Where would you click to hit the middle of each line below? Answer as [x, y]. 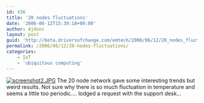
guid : [13, 40]
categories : [21, 52]
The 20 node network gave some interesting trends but [126, 80]
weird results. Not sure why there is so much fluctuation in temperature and [101, 87]
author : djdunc [25, 29]
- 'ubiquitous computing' [50, 63]
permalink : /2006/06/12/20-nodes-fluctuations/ [68, 46]
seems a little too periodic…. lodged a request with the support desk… [94, 93]
